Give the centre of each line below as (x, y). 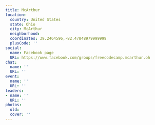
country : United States (35, 19)
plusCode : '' (24, 43)
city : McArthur (26, 29)
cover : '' (20, 115)
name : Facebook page (32, 53)
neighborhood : (25, 34)
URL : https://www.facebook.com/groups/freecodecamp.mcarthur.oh (80, 57)
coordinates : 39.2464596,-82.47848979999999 (58, 39)
